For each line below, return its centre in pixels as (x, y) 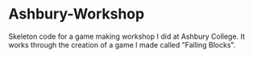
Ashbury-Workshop (77, 14)
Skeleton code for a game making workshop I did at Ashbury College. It (127, 36)
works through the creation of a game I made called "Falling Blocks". (122, 44)
